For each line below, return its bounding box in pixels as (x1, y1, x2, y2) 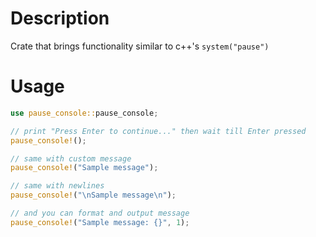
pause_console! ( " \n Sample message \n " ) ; (10, 190, 177, 201)
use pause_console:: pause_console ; (10, 108, 159, 118)
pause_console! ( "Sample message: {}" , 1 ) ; (10, 217, 190, 227)
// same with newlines (10, 181, 105, 191)
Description (10, 7, 110, 30)
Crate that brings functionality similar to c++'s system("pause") (10, 40, 270, 52)
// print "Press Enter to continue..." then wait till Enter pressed (10, 126, 307, 136)
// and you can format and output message (10, 208, 190, 218)
